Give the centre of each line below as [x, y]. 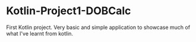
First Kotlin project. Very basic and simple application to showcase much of [98, 27]
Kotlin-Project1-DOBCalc [69, 11]
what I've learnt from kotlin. [39, 33]
